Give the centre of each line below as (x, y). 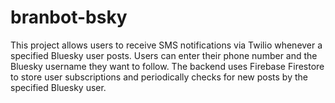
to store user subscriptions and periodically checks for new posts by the (159, 77)
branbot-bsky (69, 17)
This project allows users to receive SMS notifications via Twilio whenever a (166, 45)
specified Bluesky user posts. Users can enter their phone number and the (164, 55)
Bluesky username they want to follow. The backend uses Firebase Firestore (167, 66)
